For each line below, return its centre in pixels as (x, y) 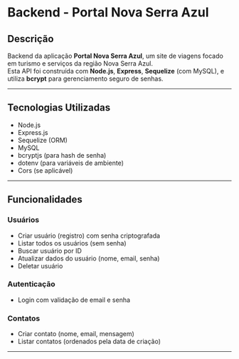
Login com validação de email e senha (74, 300)
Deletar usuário (40, 266)
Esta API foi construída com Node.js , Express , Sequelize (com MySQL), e (116, 71)
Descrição (31, 39)
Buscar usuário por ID (49, 251)
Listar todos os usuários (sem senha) (72, 243)
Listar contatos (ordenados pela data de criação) (89, 342)
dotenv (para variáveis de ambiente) (71, 163)
